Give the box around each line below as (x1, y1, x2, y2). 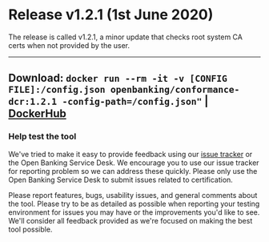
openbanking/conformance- (110, 84, 240, 95)
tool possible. (8, 224, 53, 234)
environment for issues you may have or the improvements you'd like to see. (8, 207, 260, 217)
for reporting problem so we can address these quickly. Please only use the (8, 166, 258, 175)
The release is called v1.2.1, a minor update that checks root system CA (8, 32, 243, 42)
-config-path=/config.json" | (62, 95, 209, 108)
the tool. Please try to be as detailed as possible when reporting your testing (8, 199, 260, 208)
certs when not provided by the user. (8, 40, 130, 50)
